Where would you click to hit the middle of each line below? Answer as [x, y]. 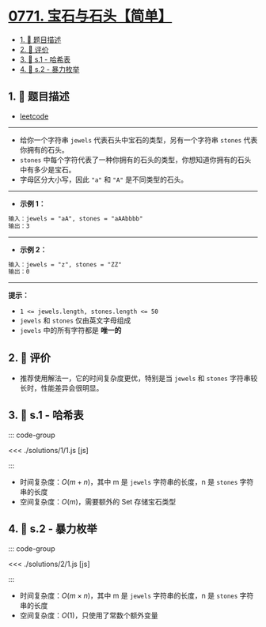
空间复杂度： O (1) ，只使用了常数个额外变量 [89, 615]
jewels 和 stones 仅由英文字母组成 [75, 320]
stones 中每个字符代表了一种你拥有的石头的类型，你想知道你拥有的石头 [135, 160]
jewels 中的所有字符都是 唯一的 [70, 330]
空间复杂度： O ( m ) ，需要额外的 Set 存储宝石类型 [98, 501]
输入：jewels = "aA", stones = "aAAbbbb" [76, 218]
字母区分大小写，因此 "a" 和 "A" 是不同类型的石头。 [104, 179]
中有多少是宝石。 [47, 169]
